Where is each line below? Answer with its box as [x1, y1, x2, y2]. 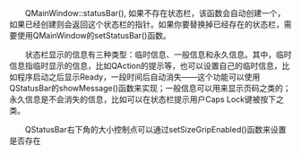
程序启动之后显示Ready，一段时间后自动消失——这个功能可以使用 [16, 72, 261, 82]
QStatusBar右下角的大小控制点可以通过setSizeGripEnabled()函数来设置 [25, 124, 287, 134]
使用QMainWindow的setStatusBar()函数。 [16, 30, 172, 40]
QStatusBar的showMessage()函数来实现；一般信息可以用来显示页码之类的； [9, 83, 291, 93]
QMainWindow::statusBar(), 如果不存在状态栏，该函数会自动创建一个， [25, 8, 286, 18]
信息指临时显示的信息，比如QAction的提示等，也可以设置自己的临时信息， [9, 61, 282, 71]
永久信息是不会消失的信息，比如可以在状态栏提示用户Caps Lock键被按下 [9, 94, 276, 105]
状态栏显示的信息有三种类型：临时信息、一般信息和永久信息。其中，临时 [25, 49, 292, 60]
